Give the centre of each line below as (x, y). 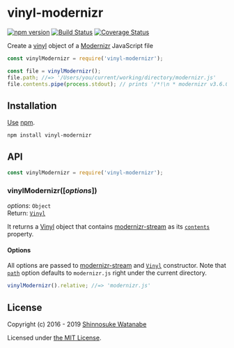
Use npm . (21, 123)
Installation (32, 106)
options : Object (29, 206)
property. (21, 234)
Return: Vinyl (26, 213)
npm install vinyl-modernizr (49, 135)
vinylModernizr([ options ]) (52, 190)
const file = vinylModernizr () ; (54, 71)
